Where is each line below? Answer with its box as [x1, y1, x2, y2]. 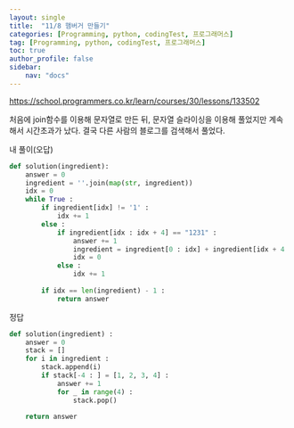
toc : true [9, 46, 46, 55]
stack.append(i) [41, 363, 102, 372]
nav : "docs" [25, 71, 69, 80]
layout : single [9, 12, 66, 22]
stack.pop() [72, 396, 118, 405]
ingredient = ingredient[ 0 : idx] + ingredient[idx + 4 [72, 244, 285, 254]
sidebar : [9, 63, 42, 72]
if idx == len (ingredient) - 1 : [41, 286, 166, 295]
